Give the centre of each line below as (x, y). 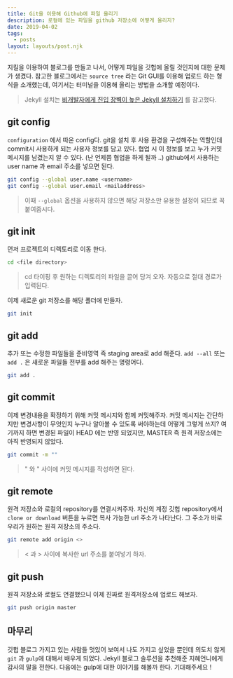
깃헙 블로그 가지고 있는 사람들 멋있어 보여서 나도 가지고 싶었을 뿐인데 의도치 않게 (116, 649)
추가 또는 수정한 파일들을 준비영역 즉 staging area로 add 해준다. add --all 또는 (116, 353)
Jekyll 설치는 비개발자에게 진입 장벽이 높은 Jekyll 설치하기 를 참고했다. (120, 100)
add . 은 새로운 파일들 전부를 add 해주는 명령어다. (76, 362)
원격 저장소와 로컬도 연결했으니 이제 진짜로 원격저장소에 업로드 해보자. (103, 594)
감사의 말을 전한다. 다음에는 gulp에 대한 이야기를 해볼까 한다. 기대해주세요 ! (110, 667)
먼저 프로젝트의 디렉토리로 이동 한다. (57, 249)
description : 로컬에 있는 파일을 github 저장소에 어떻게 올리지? (91, 20)
